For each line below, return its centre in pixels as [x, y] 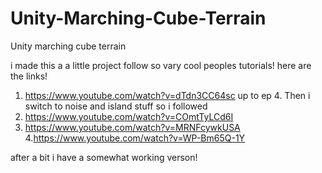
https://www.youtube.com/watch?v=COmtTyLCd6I [129, 116]
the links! [29, 76]
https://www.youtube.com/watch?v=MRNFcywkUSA [132, 127]
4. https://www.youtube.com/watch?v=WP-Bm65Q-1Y [135, 138]
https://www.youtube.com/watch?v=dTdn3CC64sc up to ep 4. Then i [167, 95]
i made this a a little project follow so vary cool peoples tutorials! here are [161, 65]
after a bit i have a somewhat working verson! [104, 157]
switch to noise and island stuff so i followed [116, 106]
